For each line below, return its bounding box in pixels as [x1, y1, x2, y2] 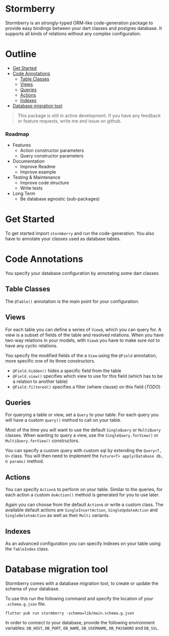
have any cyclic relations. [5, 342, 58, 348]
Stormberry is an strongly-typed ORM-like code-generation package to [5, 20, 153, 26]
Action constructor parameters [20, 147, 84, 153]
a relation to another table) [12, 378, 68, 384]
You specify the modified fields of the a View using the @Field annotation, [5, 352, 157, 359]
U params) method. [5, 458, 44, 464]
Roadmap [5, 130, 29, 137]
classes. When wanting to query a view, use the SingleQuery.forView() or [5, 432, 159, 439]
